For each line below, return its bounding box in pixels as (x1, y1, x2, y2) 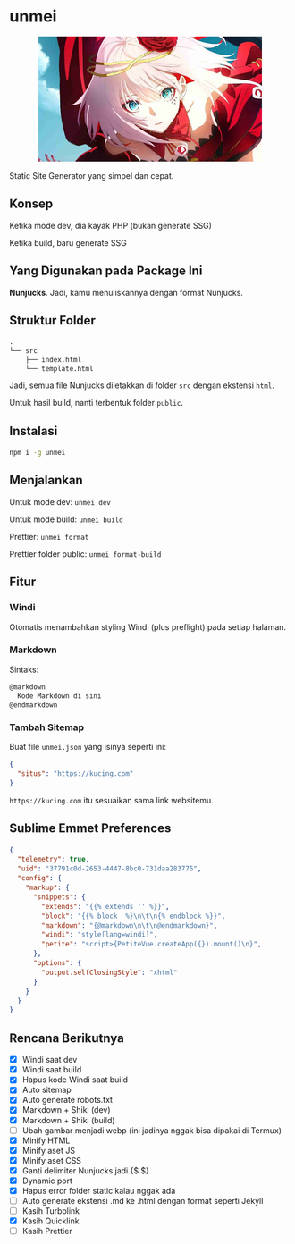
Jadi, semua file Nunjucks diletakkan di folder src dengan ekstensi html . (9, 380, 274, 391)
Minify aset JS (21, 1145, 76, 1156)
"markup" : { (25, 883, 70, 893)
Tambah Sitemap (9, 721, 85, 734)
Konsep (9, 197, 54, 212)
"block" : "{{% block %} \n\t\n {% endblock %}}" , (41, 912, 226, 920)
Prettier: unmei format (9, 531, 89, 542)
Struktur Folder (9, 313, 97, 328)
